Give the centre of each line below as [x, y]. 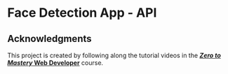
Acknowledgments [50, 39]
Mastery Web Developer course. [55, 63]
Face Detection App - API [82, 13]
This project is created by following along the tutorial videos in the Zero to [114, 55]
